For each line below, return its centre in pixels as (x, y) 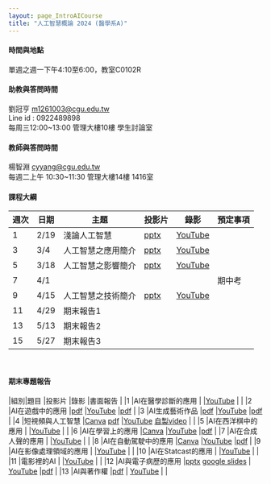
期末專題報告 (29, 381)
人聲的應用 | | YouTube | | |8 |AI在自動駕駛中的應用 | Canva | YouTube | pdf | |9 (135, 441)
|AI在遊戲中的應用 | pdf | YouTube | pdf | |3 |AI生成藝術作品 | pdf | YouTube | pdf (135, 411)
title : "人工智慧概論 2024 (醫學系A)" (68, 23)
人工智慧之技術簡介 (100, 296)
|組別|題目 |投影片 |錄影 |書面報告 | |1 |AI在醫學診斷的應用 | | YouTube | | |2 (130, 400)
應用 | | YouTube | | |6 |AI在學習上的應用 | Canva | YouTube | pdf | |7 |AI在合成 (133, 431)
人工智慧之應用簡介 (100, 250)
